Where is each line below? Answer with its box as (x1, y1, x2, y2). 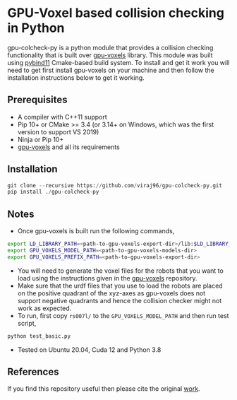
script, (17, 319, 37, 327)
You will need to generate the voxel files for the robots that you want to (17, 266, 224, 275)
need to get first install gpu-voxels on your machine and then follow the (7, 66, 214, 74)
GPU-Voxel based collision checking (7, 5, 224, 21)
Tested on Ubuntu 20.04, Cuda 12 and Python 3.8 (17, 345, 162, 354)
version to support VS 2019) (17, 127, 99, 136)
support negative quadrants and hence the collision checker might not (17, 296, 222, 305)
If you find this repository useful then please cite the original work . (7, 384, 200, 393)
